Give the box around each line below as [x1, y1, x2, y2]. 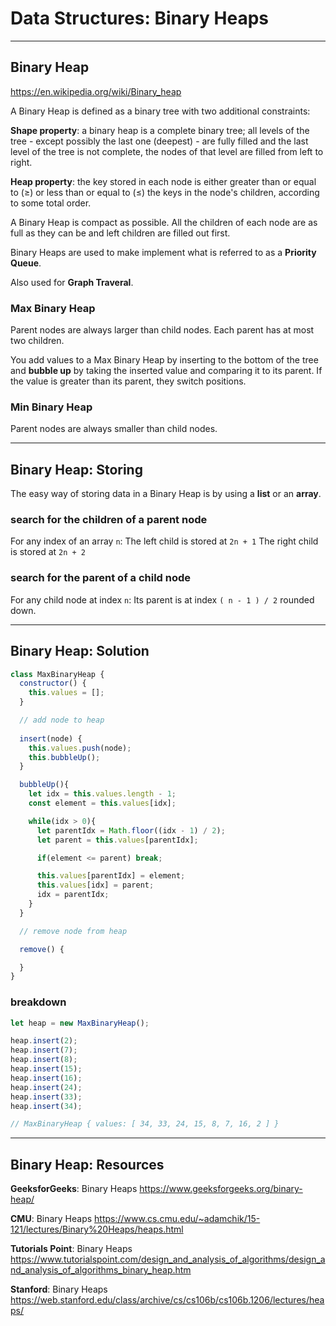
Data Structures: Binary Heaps [10, 7, 269, 30]
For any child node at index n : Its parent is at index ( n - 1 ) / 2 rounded [10, 593, 315, 606]
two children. [10, 335, 65, 347]
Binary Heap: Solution [10, 643, 150, 660]
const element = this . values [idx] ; [28, 798, 177, 809]
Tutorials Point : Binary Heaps [10, 1243, 133, 1255]
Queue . [10, 257, 42, 269]
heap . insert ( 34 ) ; [10, 1101, 83, 1111]
